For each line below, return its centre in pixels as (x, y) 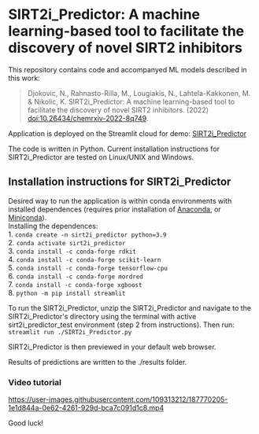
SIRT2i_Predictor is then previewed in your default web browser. (112, 347)
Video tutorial (35, 382)
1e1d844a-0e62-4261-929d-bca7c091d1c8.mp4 (86, 408)
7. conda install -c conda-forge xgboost (75, 284)
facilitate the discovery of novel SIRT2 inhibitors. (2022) (118, 110)
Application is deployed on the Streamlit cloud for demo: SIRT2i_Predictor (127, 133)
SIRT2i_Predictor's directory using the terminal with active (102, 316)
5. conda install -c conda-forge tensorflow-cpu (88, 267)
